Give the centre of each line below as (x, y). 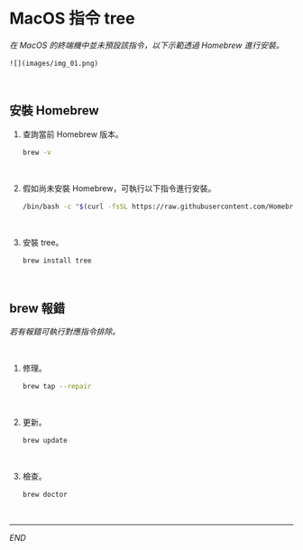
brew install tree (57, 261)
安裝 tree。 (43, 242)
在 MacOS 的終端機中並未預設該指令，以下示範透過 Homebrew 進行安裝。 (147, 45)
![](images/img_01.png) (54, 63)
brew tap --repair (57, 387)
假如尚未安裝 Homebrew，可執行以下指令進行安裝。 (119, 188)
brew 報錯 (37, 308)
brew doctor (45, 494)
